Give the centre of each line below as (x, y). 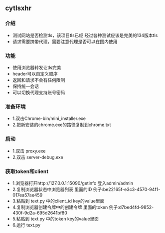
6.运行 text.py (26, 225)
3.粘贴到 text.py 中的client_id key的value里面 (58, 201)
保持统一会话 (25, 86)
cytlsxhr (18, 8)
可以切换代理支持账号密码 (39, 92)
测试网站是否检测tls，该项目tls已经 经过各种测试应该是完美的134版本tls (85, 35)
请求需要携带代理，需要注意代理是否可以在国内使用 (65, 41)
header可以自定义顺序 (35, 73)
